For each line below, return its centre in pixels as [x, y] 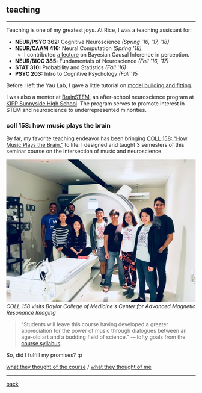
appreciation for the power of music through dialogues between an [104, 331]
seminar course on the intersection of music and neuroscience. [85, 151]
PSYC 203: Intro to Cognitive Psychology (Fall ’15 [76, 73]
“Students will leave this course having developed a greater [94, 324]
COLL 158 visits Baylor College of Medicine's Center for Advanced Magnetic [101, 306]
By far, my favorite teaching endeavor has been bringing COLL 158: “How [97, 138]
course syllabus [41, 344]
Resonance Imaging [31, 313]
